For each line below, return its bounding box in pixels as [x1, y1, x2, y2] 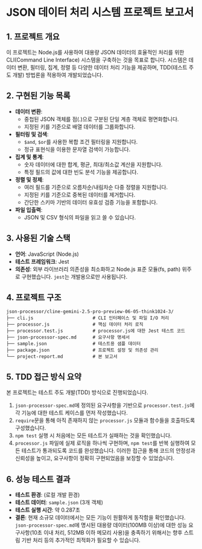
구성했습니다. [14, 424, 46, 432]
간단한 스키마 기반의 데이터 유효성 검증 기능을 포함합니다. [24, 198, 158, 206]
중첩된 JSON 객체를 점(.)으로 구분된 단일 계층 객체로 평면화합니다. [24, 115, 179, 123]
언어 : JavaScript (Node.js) [14, 250, 80, 258]
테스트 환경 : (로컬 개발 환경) [14, 491, 80, 499]
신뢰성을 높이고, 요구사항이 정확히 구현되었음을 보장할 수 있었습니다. [14, 455, 175, 462]
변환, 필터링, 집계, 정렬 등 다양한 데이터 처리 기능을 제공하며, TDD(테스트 [17, 64, 188, 71]
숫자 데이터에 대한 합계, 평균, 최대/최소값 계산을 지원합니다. [24, 161, 163, 168]
